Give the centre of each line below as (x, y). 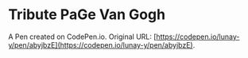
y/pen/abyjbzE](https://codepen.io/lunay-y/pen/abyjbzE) (101, 44)
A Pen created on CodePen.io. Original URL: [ (82, 37)
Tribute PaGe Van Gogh (87, 15)
